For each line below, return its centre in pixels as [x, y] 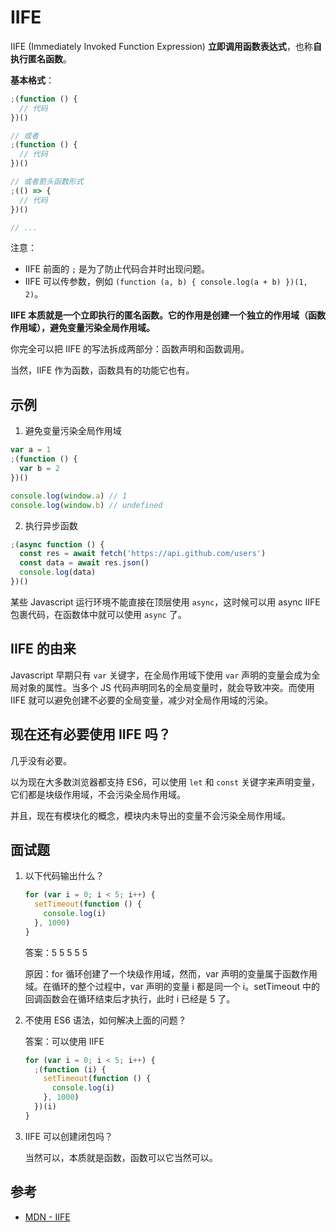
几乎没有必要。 [41, 760]
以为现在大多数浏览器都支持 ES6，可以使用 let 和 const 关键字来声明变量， [165, 782]
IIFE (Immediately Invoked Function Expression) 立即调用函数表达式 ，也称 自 [166, 46]
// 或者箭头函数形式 [47, 182]
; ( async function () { [57, 544]
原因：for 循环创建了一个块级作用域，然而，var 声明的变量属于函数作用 [171, 973]
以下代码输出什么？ [64, 876]
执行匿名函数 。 [41, 58]
